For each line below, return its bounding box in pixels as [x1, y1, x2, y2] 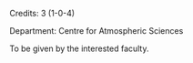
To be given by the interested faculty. [9, 43, 149, 54]
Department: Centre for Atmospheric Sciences [9, 26, 184, 36]
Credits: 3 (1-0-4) [9, 8, 76, 18]
